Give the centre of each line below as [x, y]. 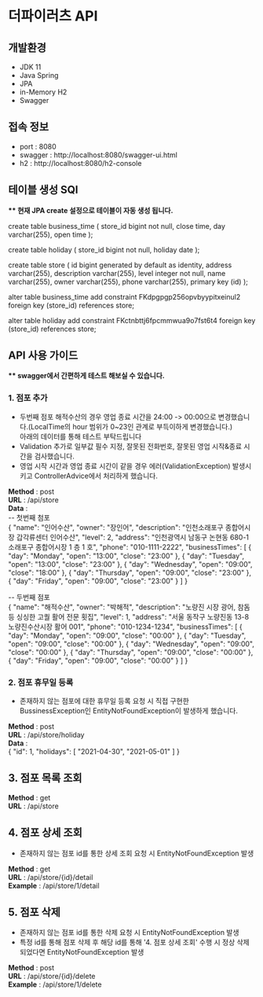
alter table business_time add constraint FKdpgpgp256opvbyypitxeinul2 [124, 296]
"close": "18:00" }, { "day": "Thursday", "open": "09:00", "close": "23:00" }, [130, 572]
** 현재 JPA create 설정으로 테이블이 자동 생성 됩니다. [91, 210]
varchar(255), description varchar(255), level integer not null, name [117, 273]
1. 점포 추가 [28, 398]
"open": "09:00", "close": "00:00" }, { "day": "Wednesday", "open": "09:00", [131, 644]
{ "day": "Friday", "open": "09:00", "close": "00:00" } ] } [98, 660]
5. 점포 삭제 [35, 912]
